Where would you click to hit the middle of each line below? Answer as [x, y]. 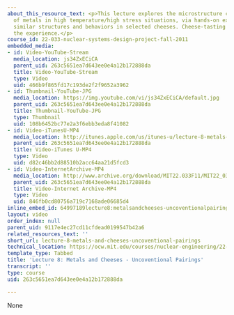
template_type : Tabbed [40, 254]
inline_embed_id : [32, 208]
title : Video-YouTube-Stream [56, 72]
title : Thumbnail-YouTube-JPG [57, 111]
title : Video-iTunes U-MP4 [53, 150]
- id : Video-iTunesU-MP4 [43, 130]
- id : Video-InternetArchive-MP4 [56, 169]
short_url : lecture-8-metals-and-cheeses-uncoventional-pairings [104, 240]
